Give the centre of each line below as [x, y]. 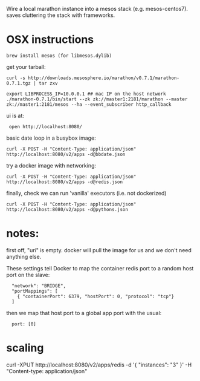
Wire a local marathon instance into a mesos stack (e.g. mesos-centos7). [97, 9]
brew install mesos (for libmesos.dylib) [59, 56]
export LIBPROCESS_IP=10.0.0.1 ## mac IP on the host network [86, 94]
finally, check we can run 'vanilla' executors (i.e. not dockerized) [86, 193]
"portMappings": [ [35, 291]
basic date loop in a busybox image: [51, 138]
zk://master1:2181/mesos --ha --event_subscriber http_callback [89, 104]
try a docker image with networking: [51, 165]
